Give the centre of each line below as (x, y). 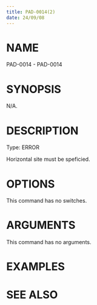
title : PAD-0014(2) (31, 12)
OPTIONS (31, 184)
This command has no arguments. (49, 242)
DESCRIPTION (42, 131)
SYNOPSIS (34, 89)
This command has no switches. (47, 201)
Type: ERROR (23, 147)
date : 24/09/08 (25, 18)
